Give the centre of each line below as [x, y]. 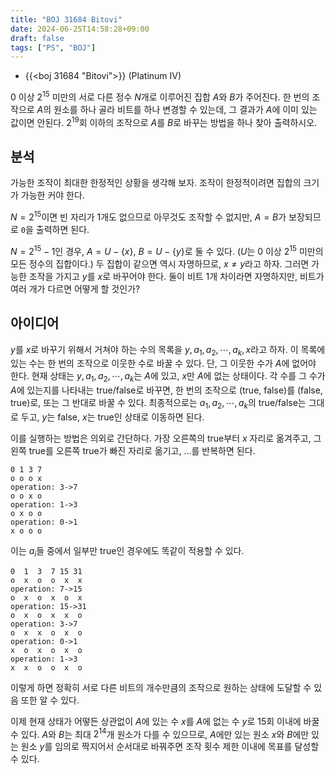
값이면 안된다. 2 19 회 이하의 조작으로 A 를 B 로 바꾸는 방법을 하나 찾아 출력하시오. [164, 121]
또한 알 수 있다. [50, 700]
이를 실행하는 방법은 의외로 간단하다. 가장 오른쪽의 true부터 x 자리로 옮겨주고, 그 [166, 438]
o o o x [26, 478]
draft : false [37, 38]
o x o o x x [46, 580]
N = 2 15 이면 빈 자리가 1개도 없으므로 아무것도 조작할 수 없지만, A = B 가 [148, 216]
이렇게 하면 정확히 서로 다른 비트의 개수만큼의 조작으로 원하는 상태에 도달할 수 [161, 687]
